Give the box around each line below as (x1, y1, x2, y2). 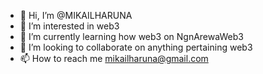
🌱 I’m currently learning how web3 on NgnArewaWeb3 (19, 31, 244, 42)
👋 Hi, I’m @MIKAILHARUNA (19, 10, 133, 21)
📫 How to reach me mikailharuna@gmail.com (19, 53, 209, 64)
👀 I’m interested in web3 (19, 20, 120, 32)
